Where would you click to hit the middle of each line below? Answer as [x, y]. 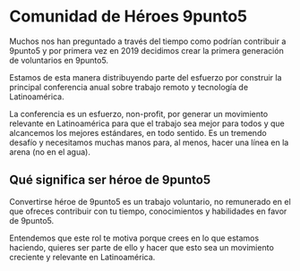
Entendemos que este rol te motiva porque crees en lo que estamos [134, 238]
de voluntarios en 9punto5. [59, 60]
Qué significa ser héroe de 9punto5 [110, 180]
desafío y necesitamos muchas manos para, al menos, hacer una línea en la [149, 142]
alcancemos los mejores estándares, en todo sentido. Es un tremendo [138, 132]
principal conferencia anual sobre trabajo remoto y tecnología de [129, 87]
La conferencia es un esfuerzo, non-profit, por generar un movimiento [139, 114]
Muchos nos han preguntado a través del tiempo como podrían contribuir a [148, 41]
